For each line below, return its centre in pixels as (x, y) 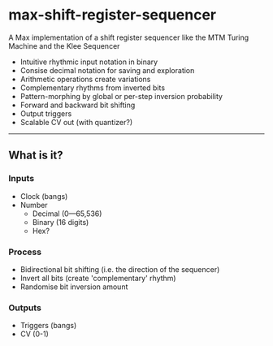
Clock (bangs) (44, 196)
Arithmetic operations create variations (85, 79)
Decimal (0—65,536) (67, 214)
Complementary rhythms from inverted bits (92, 88)
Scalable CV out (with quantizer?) (76, 122)
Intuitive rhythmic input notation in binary (89, 62)
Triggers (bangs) (48, 326)
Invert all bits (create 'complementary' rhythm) (98, 278)
